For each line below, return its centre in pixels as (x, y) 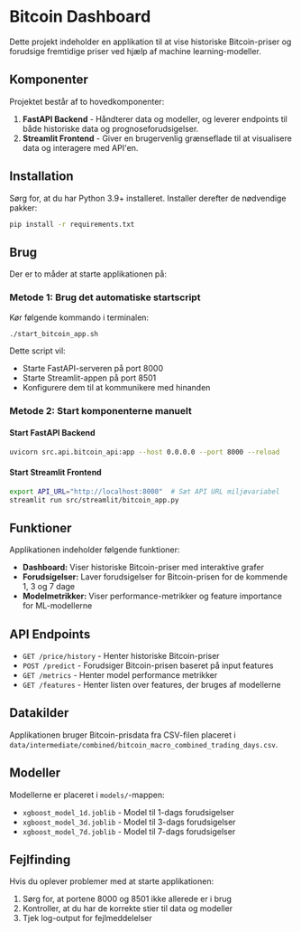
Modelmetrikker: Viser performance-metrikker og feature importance (152, 596)
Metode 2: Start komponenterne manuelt (100, 411)
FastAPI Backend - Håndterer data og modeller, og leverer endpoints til (155, 118)
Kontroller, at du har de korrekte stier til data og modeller (127, 908)
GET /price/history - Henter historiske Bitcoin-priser (121, 656)
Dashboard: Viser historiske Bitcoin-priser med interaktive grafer (143, 568)
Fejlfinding (40, 860)
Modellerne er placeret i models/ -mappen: (87, 795)
